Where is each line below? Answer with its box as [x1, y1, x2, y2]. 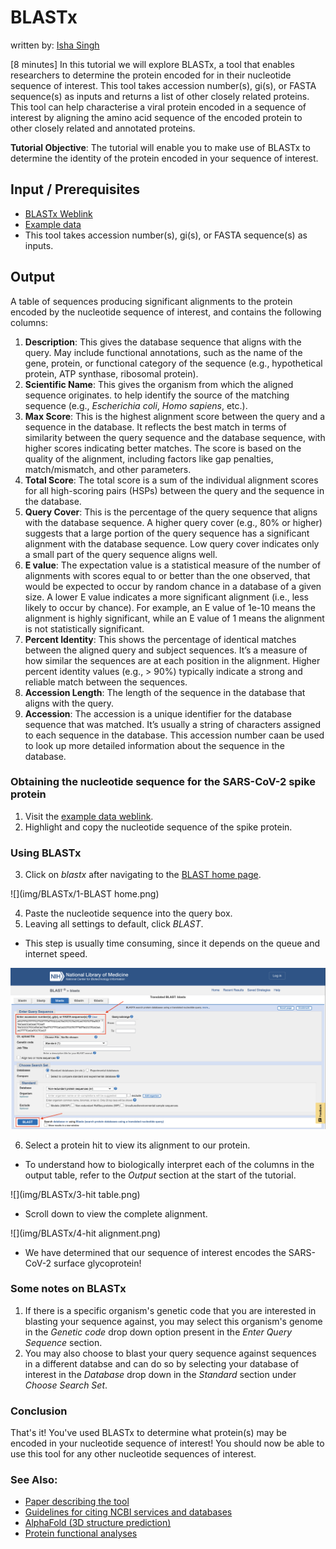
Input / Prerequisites [10, 181, 140, 198]
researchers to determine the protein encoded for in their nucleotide [10, 69, 292, 81]
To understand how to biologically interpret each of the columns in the [24, 1158, 315, 1170]
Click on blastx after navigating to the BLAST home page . [24, 869, 262, 881]
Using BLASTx [10, 846, 82, 860]
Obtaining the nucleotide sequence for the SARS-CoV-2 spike [10, 775, 316, 789]
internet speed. [24, 948, 88, 960]
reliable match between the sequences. [24, 676, 188, 688]
